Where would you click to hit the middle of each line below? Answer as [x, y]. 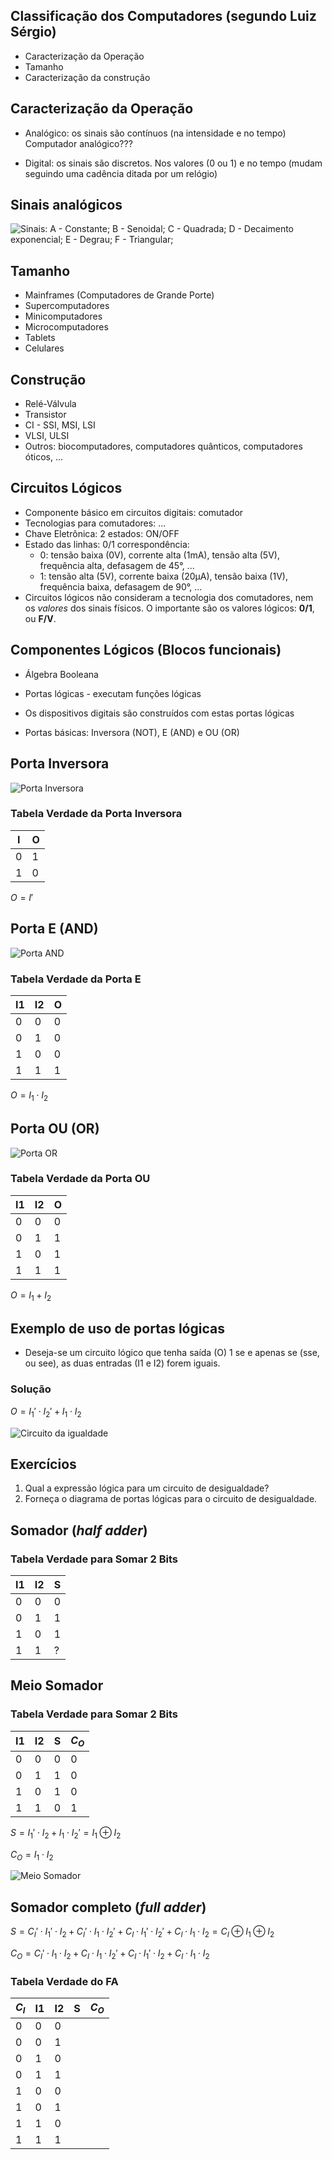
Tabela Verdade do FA [64, 1981]
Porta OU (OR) [55, 1129]
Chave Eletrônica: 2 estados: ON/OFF [102, 533]
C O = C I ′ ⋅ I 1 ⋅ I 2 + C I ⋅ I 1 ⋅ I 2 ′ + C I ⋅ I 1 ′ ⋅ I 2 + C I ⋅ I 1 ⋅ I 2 [110, 1954]
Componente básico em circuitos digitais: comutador [134, 512]
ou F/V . [40, 618]
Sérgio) [33, 32]
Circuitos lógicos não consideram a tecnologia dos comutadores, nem [169, 597]
